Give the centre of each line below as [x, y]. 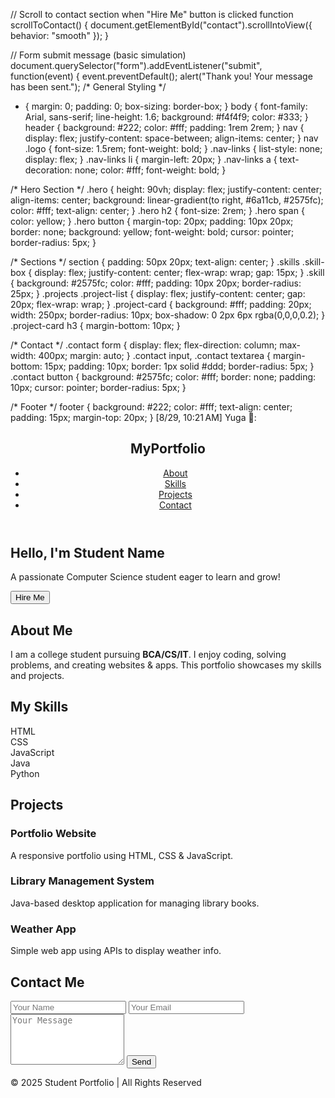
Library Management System [82, 881]
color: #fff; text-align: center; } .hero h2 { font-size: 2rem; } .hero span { [157, 210]
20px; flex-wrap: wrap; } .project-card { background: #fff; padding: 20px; [161, 304]
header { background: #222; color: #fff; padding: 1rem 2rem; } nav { [164, 127]
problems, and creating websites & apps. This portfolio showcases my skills [166, 665]
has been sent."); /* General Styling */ [88, 87]
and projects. [37, 676]
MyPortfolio [168, 449]
